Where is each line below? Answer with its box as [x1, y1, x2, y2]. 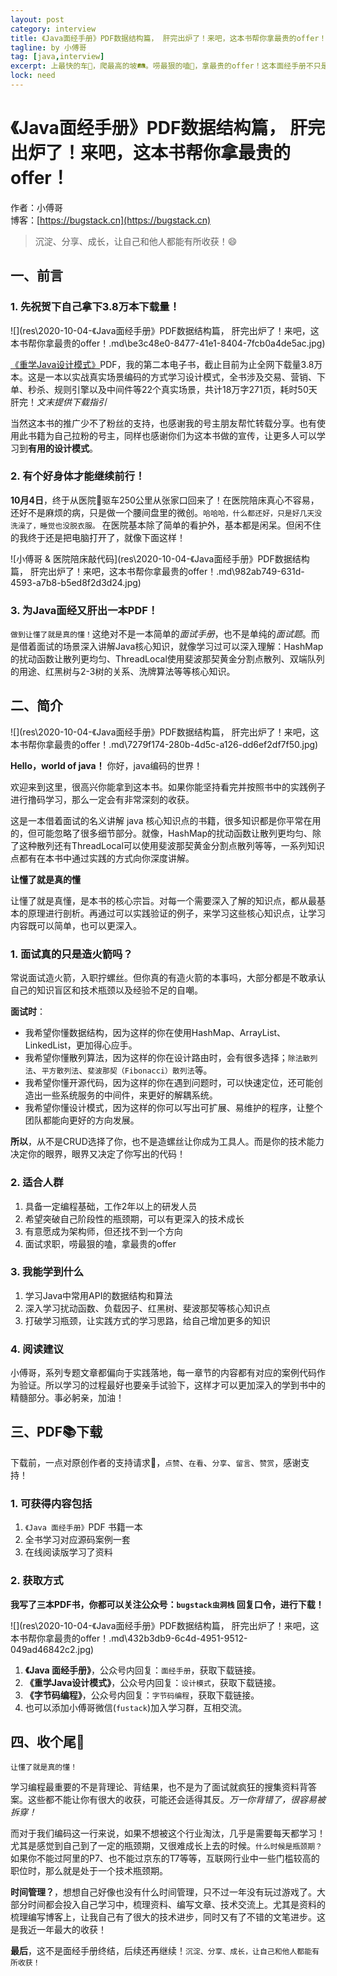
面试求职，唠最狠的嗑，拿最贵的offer [24, 1237, 177, 1250]
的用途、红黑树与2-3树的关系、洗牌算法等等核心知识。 [10, 666, 236, 678]
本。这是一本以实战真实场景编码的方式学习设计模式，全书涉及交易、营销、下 [10, 371, 326, 383]
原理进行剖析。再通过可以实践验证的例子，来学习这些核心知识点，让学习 [27, 907, 326, 919]
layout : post [10, 14, 65, 25]
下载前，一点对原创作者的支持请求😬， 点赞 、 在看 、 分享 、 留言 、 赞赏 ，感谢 [10, 1456, 302, 1468]
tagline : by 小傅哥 [10, 42, 87, 53]
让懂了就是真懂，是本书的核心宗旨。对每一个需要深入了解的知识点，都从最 [10, 894, 317, 906]
